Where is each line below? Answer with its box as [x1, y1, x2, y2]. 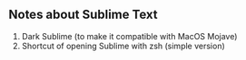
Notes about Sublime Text [8, 7, 158, 22]
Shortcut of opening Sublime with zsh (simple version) [21, 40, 226, 51]
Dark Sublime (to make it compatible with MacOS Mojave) [21, 30, 238, 41]
